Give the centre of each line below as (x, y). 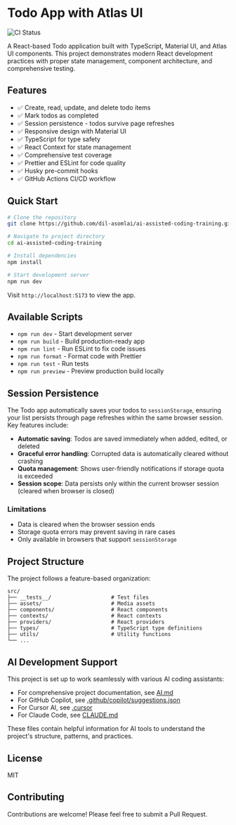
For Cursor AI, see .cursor (55, 708)
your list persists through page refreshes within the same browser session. (115, 418)
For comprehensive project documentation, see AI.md (95, 693)
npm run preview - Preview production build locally (91, 371)
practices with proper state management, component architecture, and (110, 60)
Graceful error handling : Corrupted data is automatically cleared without (123, 454)
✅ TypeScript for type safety (59, 139)
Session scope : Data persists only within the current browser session (118, 483)
